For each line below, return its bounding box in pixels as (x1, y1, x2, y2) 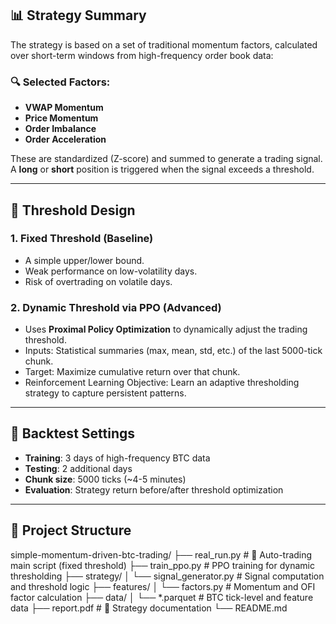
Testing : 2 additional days (24, 462, 133, 474)
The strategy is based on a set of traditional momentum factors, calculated (10, 38, 318, 51)
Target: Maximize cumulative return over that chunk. (24, 366, 241, 378)
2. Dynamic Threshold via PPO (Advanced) (10, 300, 222, 314)
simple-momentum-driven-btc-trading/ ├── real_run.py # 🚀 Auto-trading (10, 548, 313, 561)
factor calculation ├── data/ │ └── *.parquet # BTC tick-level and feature (10, 591, 314, 603)
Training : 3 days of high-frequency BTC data (24, 452, 211, 464)
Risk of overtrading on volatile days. (24, 275, 173, 287)
